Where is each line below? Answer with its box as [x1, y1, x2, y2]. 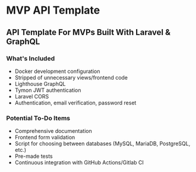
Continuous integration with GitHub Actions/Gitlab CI [14, 159, 144, 166]
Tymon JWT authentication [14, 87, 81, 94]
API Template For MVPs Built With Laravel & [6, 27, 171, 37]
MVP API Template [6, 4, 100, 17]
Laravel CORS [14, 93, 49, 100]
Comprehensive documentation [14, 128, 92, 135]
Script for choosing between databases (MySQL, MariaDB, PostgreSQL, [14, 140, 191, 147]
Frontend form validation [14, 134, 75, 141]
